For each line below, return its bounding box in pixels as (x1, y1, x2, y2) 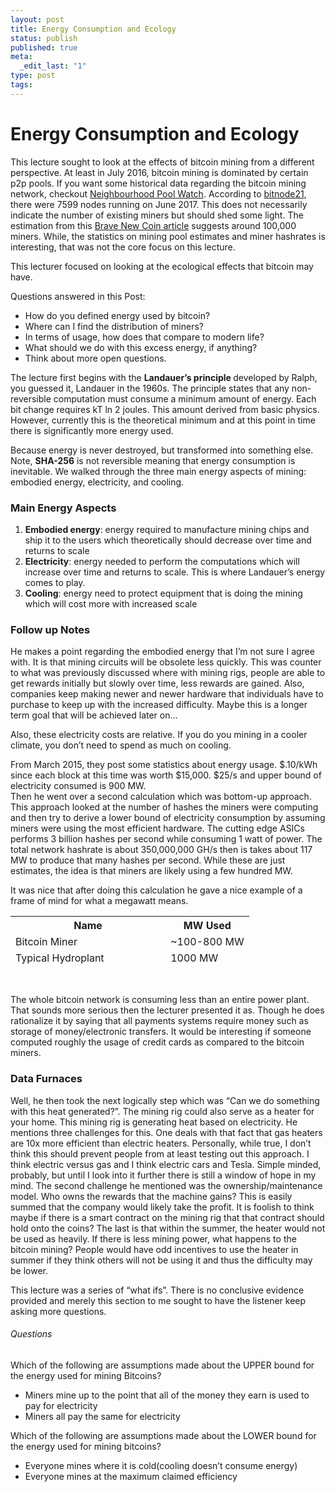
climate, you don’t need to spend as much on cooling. (10, 739, 232, 751)
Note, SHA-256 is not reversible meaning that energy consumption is (10, 454, 296, 466)
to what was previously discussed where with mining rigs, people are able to (10, 667, 326, 679)
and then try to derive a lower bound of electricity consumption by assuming (10, 812, 326, 824)
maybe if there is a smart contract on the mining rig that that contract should (10, 1211, 325, 1223)
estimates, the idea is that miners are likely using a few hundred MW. (10, 865, 293, 877)
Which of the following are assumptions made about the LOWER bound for (10, 1429, 317, 1441)
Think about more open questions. (24, 352, 167, 364)
